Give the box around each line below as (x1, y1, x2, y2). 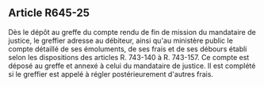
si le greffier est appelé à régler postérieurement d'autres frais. (8, 69, 214, 78)
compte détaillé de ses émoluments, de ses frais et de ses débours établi (8, 43, 247, 54)
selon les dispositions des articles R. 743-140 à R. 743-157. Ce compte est (8, 52, 250, 62)
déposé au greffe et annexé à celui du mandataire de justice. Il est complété (8, 61, 256, 70)
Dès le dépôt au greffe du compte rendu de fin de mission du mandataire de (8, 27, 256, 36)
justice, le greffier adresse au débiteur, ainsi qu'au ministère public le (8, 36, 234, 45)
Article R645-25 (8, 6, 90, 20)
